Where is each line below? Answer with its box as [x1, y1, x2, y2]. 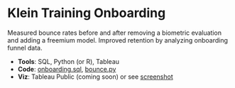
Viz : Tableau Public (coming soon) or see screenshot [17, 72, 173, 81]
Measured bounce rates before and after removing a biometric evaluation [7, 28, 222, 37]
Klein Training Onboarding [7, 5, 166, 21]
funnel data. [7, 43, 43, 52]
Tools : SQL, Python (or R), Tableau [17, 57, 119, 65]
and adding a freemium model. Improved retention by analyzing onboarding [7, 35, 229, 44]
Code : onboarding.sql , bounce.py [17, 65, 116, 73]
